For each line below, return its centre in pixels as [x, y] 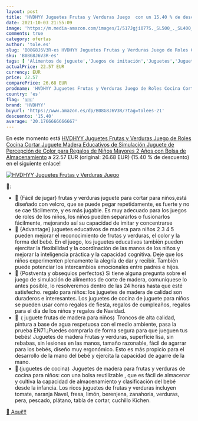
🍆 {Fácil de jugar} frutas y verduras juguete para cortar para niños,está [100, 198]
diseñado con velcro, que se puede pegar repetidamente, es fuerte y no [102, 204]
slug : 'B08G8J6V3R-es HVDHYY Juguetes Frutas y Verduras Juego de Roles [97, 50]
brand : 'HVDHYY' [26, 105]
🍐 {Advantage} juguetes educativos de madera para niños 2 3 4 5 [94, 229]
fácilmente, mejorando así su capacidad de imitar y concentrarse [93, 223]
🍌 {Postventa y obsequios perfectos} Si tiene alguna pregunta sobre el [100, 273]
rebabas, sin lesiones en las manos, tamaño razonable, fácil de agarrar [100, 343]
